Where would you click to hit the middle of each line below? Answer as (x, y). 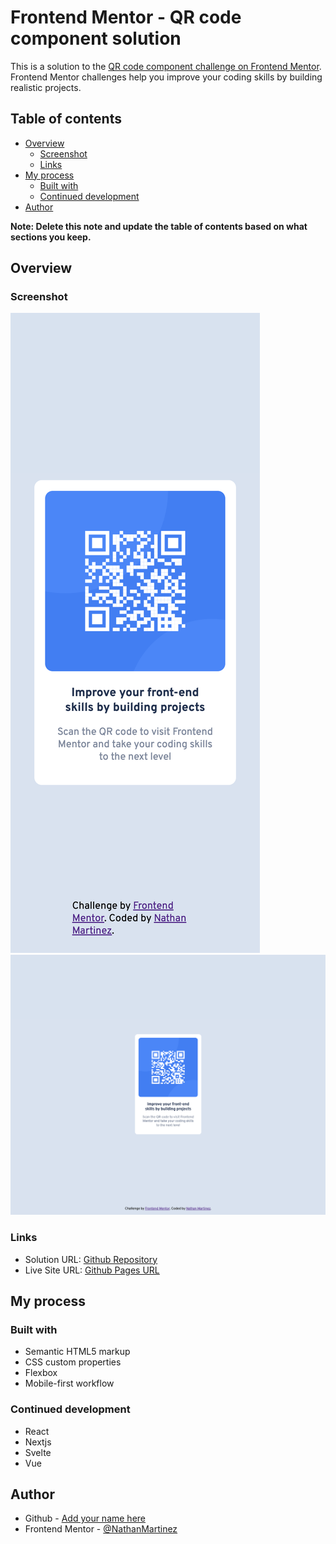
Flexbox (41, 1373)
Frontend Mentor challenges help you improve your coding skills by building (166, 77)
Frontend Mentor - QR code (126, 17)
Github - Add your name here (85, 1518)
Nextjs (38, 1442)
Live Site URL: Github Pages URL (92, 1270)
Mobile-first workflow (69, 1383)
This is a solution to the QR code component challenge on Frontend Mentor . (166, 66)
